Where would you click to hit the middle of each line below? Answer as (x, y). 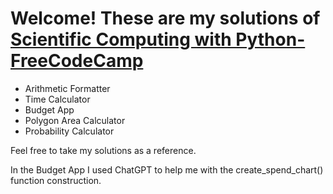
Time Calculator (57, 99)
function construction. (56, 180)
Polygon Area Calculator (75, 120)
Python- (270, 39)
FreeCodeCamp (77, 61)
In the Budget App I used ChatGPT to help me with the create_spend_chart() (167, 169)
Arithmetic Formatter (67, 88)
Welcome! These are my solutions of (165, 18)
